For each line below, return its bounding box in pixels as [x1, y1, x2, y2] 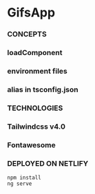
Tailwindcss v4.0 [7, 122, 66, 131]
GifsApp [7, 5, 56, 21]
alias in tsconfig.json [7, 85, 78, 94]
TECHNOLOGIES [7, 103, 63, 113]
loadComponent [7, 48, 63, 58]
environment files [7, 66, 67, 76]
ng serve [7, 180, 32, 187]
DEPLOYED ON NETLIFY [7, 158, 89, 168]
